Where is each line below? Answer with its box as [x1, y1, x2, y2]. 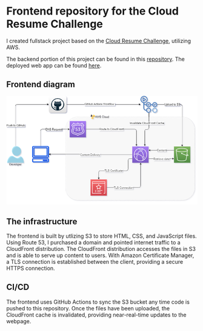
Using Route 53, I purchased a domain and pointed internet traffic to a [6, 238, 181, 246]
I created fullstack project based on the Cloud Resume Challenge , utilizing [6, 37, 191, 44]
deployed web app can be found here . [6, 62, 102, 69]
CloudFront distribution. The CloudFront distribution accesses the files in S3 [6, 245, 196, 252]
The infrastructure [6, 216, 78, 227]
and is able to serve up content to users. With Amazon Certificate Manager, [6, 252, 195, 259]
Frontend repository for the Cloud [6, 4, 179, 18]
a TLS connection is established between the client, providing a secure [6, 258, 184, 265]
